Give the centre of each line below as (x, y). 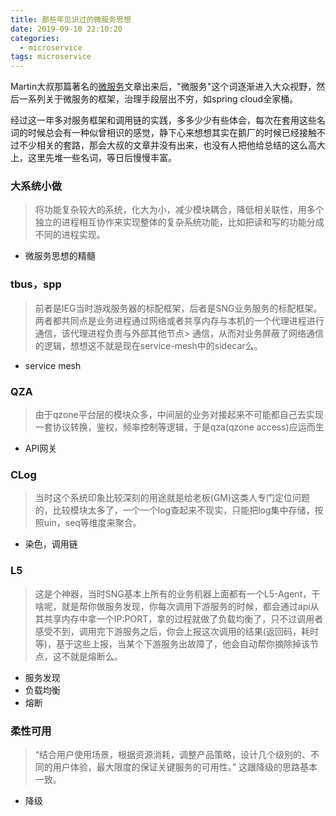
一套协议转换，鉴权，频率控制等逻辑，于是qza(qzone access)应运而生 (179, 427)
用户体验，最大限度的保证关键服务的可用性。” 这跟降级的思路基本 (185, 767)
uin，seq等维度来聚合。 (92, 523)
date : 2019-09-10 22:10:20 (66, 29)
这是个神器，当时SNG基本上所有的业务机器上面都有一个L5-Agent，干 (177, 593)
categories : (35, 38)
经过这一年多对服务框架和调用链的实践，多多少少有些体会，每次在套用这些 (163, 120)
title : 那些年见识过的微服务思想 (71, 19)
